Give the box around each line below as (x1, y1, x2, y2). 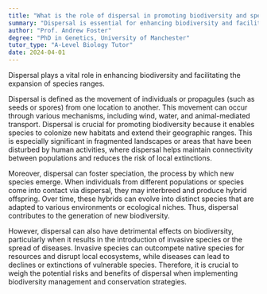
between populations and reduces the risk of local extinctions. (8, 153, 212, 163)
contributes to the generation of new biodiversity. (8, 211, 170, 220)
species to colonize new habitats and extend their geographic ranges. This (8, 128, 253, 137)
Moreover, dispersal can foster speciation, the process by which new (8, 168, 234, 178)
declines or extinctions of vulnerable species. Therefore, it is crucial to (8, 260, 239, 269)
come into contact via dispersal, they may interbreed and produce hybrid (8, 186, 247, 195)
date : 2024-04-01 (8, 48, 66, 56)
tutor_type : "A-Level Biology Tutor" (8, 41, 133, 49)
